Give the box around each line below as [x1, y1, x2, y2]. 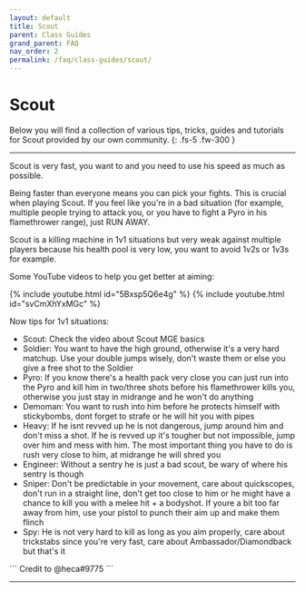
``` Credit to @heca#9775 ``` [9, 563, 114, 574]
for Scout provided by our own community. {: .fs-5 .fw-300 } [9, 133, 236, 145]
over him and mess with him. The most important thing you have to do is [22, 439, 293, 450]
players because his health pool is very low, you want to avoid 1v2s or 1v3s [9, 243, 290, 254]
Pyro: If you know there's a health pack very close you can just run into [22, 371, 289, 382]
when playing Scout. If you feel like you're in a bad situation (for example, [9, 197, 284, 208]
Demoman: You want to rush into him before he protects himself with [22, 400, 280, 411]
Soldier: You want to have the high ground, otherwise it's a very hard [22, 342, 280, 354]
